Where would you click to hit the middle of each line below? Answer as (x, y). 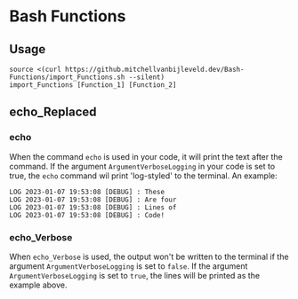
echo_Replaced (53, 112)
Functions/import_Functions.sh (67, 77)
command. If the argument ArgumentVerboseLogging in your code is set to (142, 166)
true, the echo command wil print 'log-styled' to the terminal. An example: (143, 176)
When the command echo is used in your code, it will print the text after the (146, 156)
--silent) (147, 77)
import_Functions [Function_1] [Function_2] (93, 85)
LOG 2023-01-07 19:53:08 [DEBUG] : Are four (93, 200)
